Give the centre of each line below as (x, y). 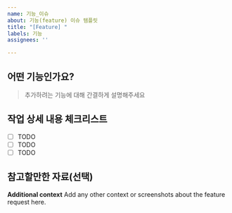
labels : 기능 (25, 34)
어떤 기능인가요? (41, 77)
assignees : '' (28, 40)
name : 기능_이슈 (28, 14)
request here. (27, 202)
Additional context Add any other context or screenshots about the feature (116, 194)
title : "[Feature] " (38, 27)
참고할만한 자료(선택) (50, 177)
